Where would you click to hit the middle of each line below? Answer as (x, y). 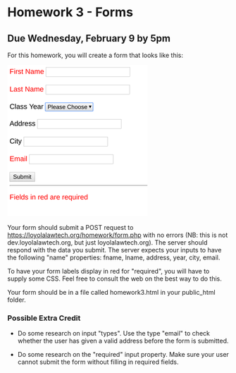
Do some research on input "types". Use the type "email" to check (113, 334)
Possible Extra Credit (44, 318)
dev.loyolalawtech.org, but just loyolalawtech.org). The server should (107, 243)
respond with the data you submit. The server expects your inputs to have (114, 250)
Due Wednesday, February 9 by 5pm (89, 38)
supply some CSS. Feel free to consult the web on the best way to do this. (114, 279)
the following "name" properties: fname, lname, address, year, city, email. (114, 257)
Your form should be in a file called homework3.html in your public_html (112, 292)
